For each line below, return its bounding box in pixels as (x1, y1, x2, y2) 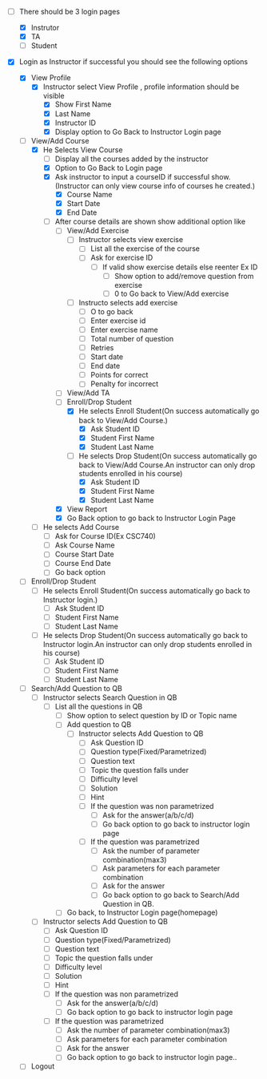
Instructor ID (54, 118, 97, 127)
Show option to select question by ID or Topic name (66, 711, 237, 721)
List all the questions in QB (54, 701, 143, 712)
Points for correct (90, 370, 149, 380)
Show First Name (54, 99, 112, 109)
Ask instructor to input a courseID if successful (54, 172, 209, 181)
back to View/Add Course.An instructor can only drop (78, 460, 256, 470)
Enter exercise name (90, 325, 158, 334)
